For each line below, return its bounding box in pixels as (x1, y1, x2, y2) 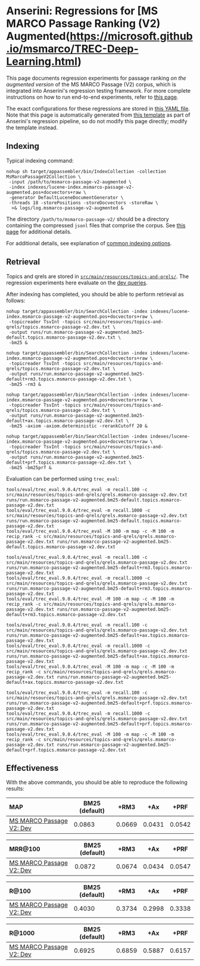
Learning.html (6, 55, 78, 68)
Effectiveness (6, 763, 59, 773)
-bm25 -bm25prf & (8, 464, 52, 471)
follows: (6, 296, 26, 304)
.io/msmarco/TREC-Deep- (6, 42, 139, 56)
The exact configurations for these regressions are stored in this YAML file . (6, 105, 190, 112)
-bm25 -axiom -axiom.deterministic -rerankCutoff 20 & (8, 423, 148, 429)
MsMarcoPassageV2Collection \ (6, 174, 82, 180)
